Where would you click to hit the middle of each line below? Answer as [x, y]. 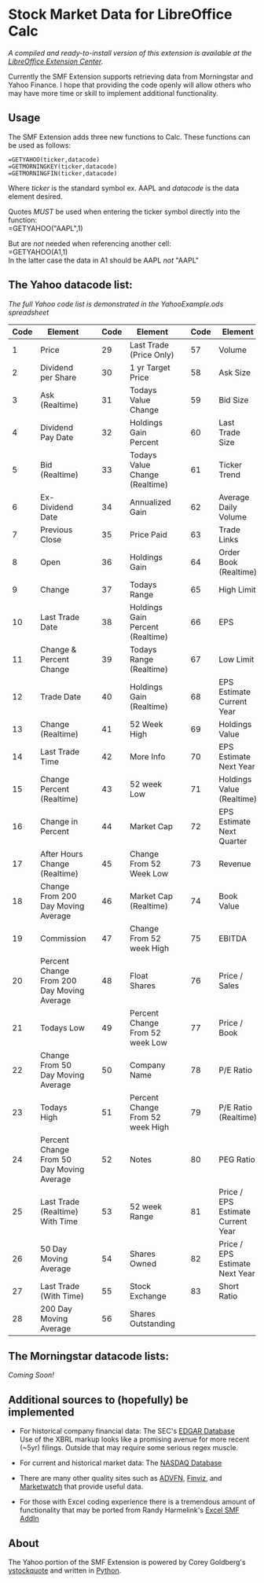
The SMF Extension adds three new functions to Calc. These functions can [129, 137]
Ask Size [235, 373]
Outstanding [152, 1324]
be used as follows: [40, 145]
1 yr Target [150, 367]
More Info [147, 756]
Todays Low [62, 1027]
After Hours [62, 854]
